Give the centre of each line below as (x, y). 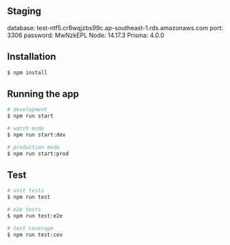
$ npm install (27, 72)
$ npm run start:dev (37, 135)
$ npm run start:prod (38, 154)
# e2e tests (24, 210)
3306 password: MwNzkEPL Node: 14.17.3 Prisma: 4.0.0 (86, 35)
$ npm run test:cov (35, 235)
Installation (32, 57)
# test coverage (30, 228)
